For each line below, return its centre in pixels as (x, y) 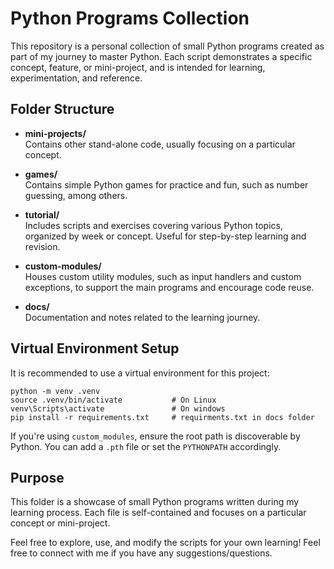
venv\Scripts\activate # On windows (118, 408)
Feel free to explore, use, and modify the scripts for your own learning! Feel (165, 543)
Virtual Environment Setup (95, 348)
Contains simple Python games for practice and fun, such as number (166, 184)
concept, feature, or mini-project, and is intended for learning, (138, 67)
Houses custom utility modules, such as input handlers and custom (163, 276)
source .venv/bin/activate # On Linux (113, 400)
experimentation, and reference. (76, 78)
